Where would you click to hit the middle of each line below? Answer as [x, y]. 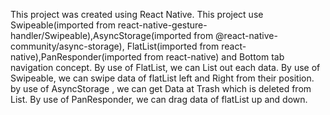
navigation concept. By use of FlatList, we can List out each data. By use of [165, 67]
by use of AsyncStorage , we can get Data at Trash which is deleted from [161, 88]
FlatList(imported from [173, 46]
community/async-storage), [67, 46]
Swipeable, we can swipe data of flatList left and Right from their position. [162, 78]
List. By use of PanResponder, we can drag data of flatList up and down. [159, 99]
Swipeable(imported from [63, 25]
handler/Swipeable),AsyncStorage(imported [101, 35]
